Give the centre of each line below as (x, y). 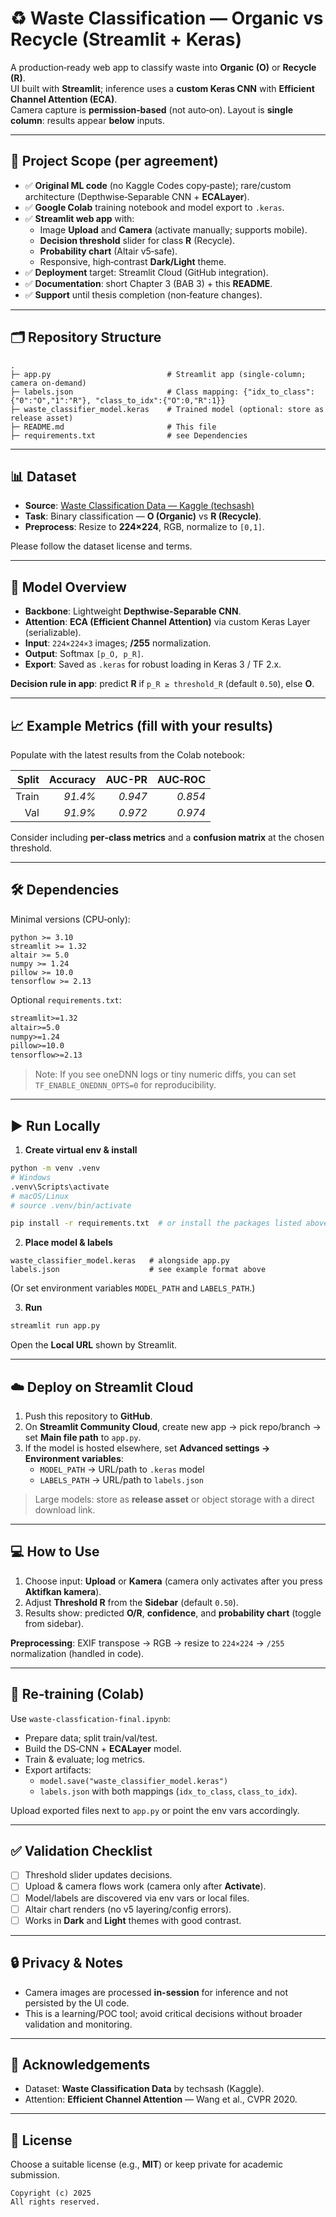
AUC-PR (126, 779)
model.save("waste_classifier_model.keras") (134, 1781)
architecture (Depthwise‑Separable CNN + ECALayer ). (137, 196)
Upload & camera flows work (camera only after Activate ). (145, 1886)
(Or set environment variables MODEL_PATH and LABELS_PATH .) (133, 1288)
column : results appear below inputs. (88, 120)
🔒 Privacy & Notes (67, 1963)
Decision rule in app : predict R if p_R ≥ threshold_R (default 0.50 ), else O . (162, 684)
